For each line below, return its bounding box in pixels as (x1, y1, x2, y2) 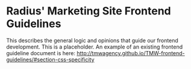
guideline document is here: (6, 49, 75, 56)
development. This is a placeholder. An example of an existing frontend (6, 43, 183, 50)
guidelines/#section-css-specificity (6, 56, 95, 63)
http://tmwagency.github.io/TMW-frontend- (76, 49, 185, 56)
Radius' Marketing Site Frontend (6, 4, 171, 18)
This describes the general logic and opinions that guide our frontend (6, 37, 179, 44)
